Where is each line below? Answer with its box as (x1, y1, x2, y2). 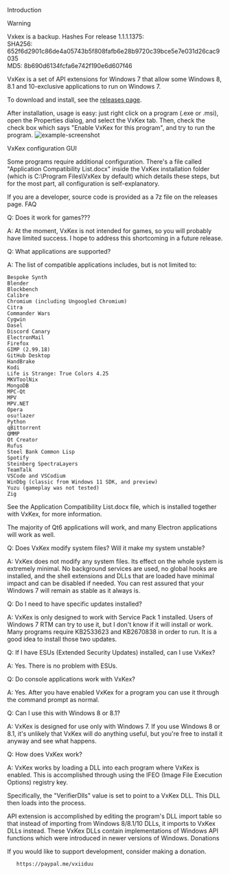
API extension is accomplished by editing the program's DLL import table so (7, 812, 222, 820)
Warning (7, 19, 31, 27)
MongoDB (7, 382, 30, 389)
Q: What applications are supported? (7, 248, 111, 255)
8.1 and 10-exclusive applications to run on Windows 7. (7, 83, 161, 90)
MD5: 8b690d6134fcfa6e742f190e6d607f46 (7, 62, 133, 69)
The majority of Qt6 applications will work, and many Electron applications (7, 523, 218, 532)
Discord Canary (7, 328, 51, 335)
